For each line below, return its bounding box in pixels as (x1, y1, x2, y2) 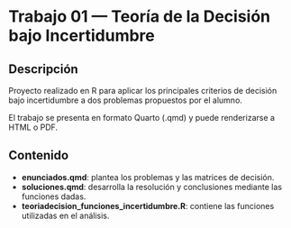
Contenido (8, 148, 69, 163)
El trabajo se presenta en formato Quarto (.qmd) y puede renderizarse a (8, 113, 276, 123)
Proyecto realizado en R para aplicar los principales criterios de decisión (8, 86, 277, 96)
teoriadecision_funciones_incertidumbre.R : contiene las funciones (21, 200, 275, 211)
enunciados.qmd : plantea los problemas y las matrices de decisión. (21, 171, 275, 182)
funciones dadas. (21, 191, 86, 202)
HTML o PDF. (8, 122, 59, 132)
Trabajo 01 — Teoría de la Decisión (8, 6, 271, 27)
